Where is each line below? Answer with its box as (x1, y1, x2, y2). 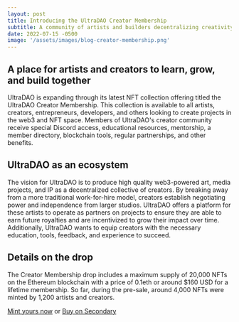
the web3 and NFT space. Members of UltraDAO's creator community (7, 115, 212, 124)
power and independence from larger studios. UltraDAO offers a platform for (7, 200, 231, 209)
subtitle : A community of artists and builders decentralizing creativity (7, 23, 234, 31)
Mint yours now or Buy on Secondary (7, 306, 117, 315)
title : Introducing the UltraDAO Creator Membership (7, 17, 167, 24)
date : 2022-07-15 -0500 (7, 30, 78, 38)
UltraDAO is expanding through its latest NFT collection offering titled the (7, 93, 222, 102)
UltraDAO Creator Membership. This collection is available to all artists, (7, 100, 215, 109)
